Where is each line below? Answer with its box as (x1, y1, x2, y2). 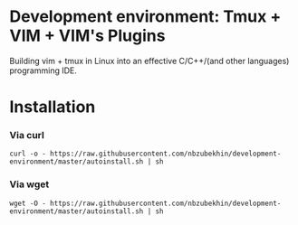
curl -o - (9, 149, 47, 159)
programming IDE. (9, 65, 77, 76)
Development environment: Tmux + (9, 6, 282, 27)
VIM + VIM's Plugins (9, 25, 166, 46)
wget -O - (9, 199, 47, 208)
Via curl (9, 129, 45, 142)
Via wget (9, 178, 50, 191)
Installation (9, 97, 96, 117)
